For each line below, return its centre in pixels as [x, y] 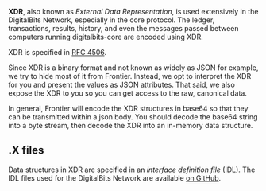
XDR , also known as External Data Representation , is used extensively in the [133, 12]
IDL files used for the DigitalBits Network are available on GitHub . [115, 177]
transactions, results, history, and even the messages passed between [124, 28]
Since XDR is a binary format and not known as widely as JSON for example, [133, 68]
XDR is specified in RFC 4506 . [58, 52]
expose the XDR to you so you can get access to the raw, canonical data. [128, 93]
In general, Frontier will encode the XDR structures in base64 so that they [128, 108]
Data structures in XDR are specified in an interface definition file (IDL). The [132, 170]
